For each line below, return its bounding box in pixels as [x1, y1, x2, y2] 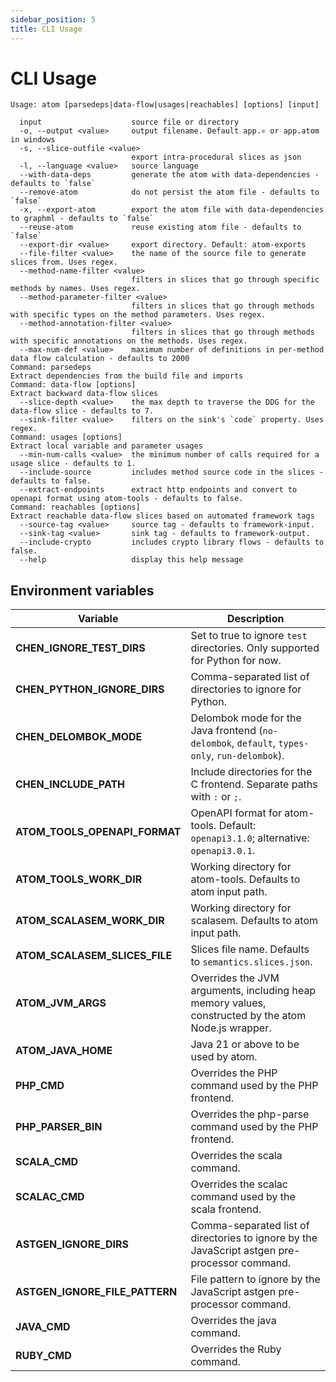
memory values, [190, 996, 267, 1010]
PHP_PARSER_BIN [15, 1120, 103, 1134]
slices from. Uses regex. [10, 257, 118, 268]
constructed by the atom [190, 1009, 307, 1023]
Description [227, 612, 285, 626]
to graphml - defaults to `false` [10, 214, 155, 224]
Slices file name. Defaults [190, 942, 310, 956]
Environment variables [10, 582, 155, 599]
